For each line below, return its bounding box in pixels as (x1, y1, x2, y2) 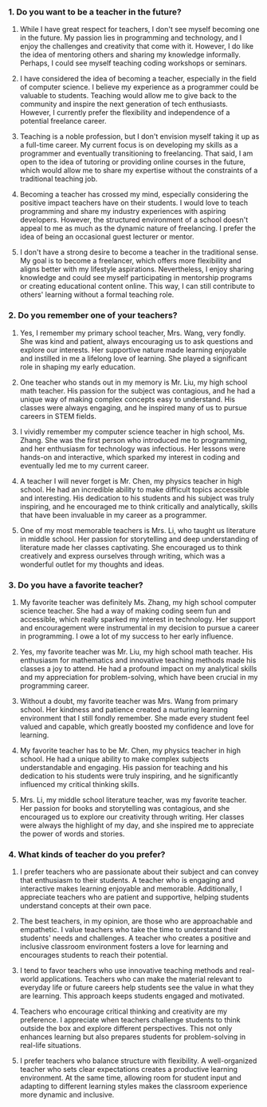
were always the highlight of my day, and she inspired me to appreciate (19, 820, 254, 830)
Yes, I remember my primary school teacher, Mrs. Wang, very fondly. (19, 328, 245, 338)
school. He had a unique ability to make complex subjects (19, 753, 210, 764)
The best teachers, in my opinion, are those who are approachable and (19, 916, 253, 926)
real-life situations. (19, 1041, 82, 1050)
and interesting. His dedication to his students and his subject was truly (19, 493, 255, 503)
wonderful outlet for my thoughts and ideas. (19, 559, 165, 569)
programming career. (19, 681, 90, 690)
